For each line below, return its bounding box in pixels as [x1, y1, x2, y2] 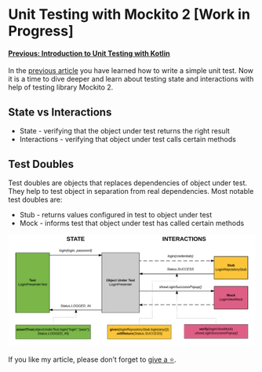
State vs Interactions [8, 105, 112, 119]
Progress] [8, 22, 75, 40]
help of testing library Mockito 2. [8, 82, 114, 92]
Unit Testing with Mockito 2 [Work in [8, 5, 251, 24]
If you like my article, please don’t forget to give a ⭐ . [8, 355, 176, 364]
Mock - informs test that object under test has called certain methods [19, 218, 245, 228]
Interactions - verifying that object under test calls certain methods [19, 135, 237, 144]
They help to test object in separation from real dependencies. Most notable [8, 187, 254, 196]
